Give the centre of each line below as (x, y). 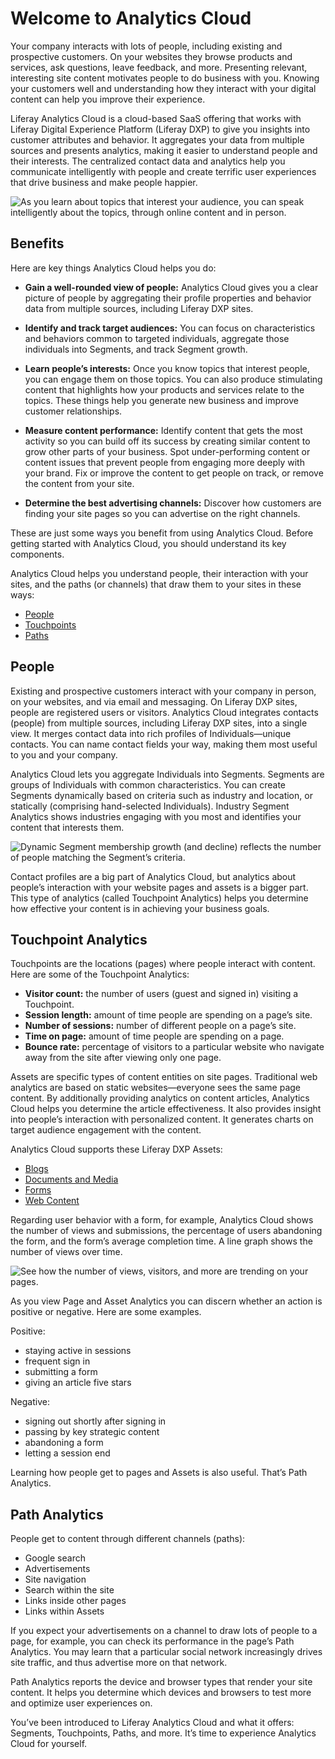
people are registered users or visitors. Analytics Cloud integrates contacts (164, 712)
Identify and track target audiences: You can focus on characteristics (170, 328)
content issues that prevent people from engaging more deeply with (164, 462)
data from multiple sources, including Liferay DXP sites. (139, 308)
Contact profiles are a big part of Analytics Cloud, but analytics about (153, 876)
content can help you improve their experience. (108, 99)
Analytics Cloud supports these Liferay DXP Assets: (116, 1149)
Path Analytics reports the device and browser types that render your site (161, 1682)
